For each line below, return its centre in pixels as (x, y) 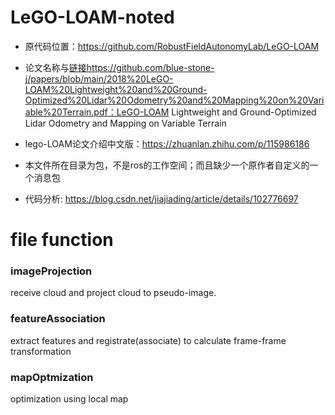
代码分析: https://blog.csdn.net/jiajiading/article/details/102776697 (161, 198)
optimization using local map (69, 399)
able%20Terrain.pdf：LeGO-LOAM (97, 112)
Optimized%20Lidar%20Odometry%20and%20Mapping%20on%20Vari (174, 100)
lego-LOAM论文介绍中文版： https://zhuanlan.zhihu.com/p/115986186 (167, 143)
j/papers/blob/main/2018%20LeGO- (99, 78)
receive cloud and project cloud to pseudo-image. (113, 293)
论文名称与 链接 (55, 67)
